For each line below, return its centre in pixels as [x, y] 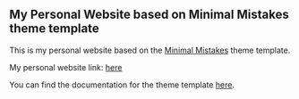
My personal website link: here [66, 67]
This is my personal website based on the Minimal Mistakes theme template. [150, 50]
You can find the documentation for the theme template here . [122, 85]
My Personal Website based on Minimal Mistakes [149, 15]
